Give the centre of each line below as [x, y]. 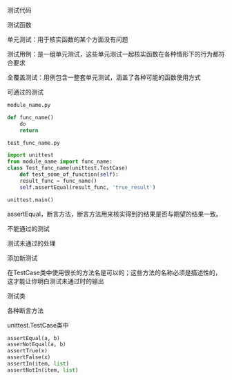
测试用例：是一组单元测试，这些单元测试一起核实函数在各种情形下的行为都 [113, 54]
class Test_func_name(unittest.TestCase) [68, 168]
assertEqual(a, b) [33, 338]
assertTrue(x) [28, 351]
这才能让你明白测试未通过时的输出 [56, 281]
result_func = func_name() [58, 181]
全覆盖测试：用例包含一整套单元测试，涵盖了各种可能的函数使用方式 [104, 77]
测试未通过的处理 [31, 243]
